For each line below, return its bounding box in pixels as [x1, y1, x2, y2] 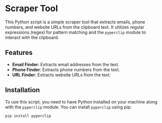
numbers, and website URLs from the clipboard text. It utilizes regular [5, 24, 145, 30]
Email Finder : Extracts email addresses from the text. [12, 61, 120, 67]
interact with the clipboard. [5, 35, 60, 40]
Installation [5, 86, 40, 94]
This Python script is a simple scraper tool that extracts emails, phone [5, 19, 145, 25]
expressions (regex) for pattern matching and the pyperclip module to [5, 29, 146, 35]
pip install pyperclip [5, 113, 51, 118]
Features [5, 49, 33, 57]
